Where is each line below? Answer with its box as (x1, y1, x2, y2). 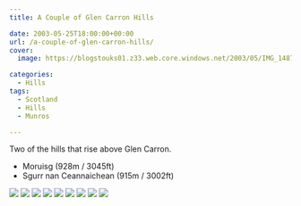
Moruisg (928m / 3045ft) (21, 161, 115, 172)
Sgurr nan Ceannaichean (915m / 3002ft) (21, 170, 175, 181)
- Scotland (17, 95, 58, 103)
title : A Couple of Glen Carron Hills (9, 12, 154, 22)
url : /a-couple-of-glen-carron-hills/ (9, 37, 154, 46)
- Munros (17, 111, 50, 120)
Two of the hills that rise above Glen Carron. (9, 144, 172, 154)
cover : (9, 45, 34, 54)
